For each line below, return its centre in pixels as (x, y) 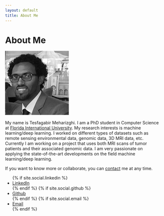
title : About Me (22, 15)
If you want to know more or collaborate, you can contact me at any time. (79, 169)
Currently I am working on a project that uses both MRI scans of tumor (76, 143)
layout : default (22, 10)
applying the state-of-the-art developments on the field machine (70, 154)
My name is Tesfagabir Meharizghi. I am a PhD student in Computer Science (82, 123)
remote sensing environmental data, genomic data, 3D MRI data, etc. (74, 138)
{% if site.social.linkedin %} (40, 178)
